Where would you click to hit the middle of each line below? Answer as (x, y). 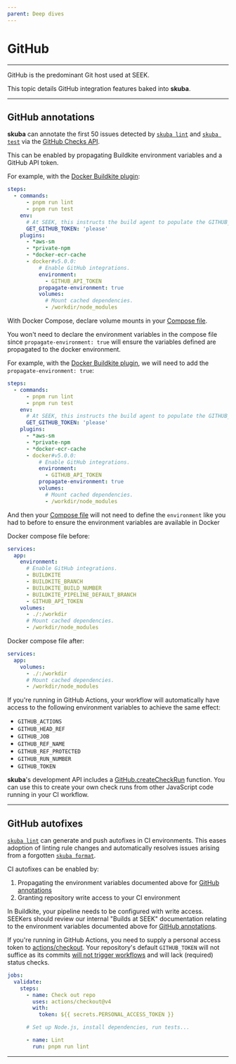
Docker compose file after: (46, 641)
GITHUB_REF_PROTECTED (49, 752)
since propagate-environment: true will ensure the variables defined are (112, 342)
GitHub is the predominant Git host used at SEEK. (78, 75)
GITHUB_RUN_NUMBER (44, 759)
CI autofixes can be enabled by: (53, 869)
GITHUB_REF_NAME (41, 744)
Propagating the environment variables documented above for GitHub (118, 883)
